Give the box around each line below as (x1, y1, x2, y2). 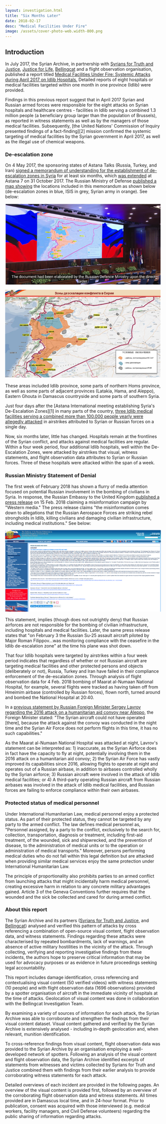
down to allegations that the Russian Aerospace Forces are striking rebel (5, 510, 153, 516)
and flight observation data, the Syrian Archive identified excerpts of (5, 1056, 145, 1062)
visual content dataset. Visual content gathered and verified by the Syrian (5, 1021, 155, 1027)
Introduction (5, 47, 44, 56)
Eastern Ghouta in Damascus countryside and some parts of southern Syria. (5, 393, 161, 399)
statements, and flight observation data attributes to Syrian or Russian (5, 455, 148, 461)
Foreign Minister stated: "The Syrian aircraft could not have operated (5, 715, 145, 721)
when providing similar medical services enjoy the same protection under (5, 858, 155, 864)
